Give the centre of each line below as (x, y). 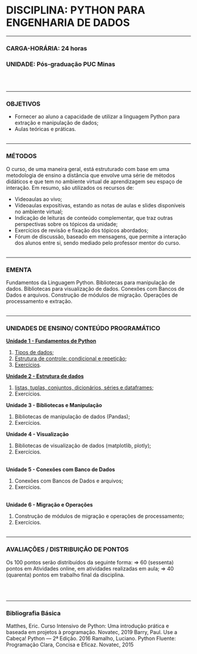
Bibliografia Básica (33, 613)
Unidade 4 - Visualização (38, 434)
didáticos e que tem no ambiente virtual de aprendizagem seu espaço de (94, 181)
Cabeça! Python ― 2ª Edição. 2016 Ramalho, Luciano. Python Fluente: (91, 638)
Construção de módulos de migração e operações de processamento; (99, 516)
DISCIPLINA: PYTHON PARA (76, 10)
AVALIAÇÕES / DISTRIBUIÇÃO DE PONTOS (67, 549)
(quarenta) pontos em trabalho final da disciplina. (65, 575)
